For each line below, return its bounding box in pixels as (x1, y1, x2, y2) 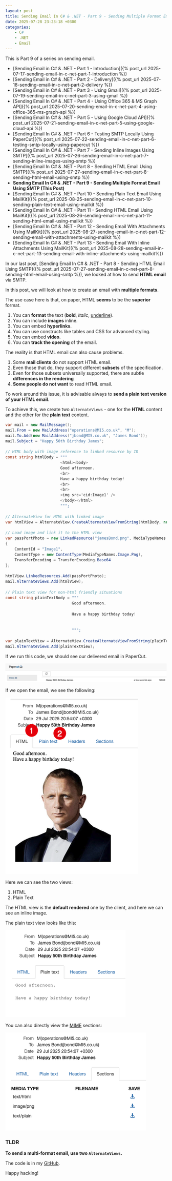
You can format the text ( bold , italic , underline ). (12, 312, 114, 318)
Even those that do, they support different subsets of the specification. (12, 364, 163, 371)
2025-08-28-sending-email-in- (97, 245, 164, 251)
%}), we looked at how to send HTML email (74, 271, 166, 277)
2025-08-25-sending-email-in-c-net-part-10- (56, 196, 153, 202)
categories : (5, 25, 31, 30)
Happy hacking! (5, 1170, 39, 1176)
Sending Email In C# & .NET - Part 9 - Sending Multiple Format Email (12, 179, 160, 186)
